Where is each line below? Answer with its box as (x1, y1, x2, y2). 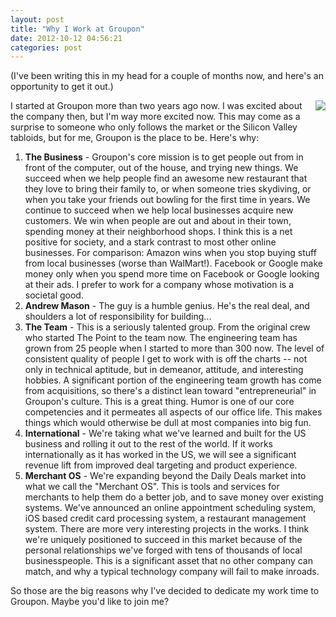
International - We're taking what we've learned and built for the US (24, 427, 307, 440)
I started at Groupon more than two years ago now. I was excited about (10, 100, 303, 112)
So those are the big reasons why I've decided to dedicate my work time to (10, 585, 320, 597)
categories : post (10, 42, 83, 53)
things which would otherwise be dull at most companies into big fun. (24, 417, 312, 429)
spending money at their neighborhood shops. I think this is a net (24, 226, 293, 238)
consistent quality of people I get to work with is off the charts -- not (24, 353, 308, 365)
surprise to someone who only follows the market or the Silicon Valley (10, 121, 298, 133)
